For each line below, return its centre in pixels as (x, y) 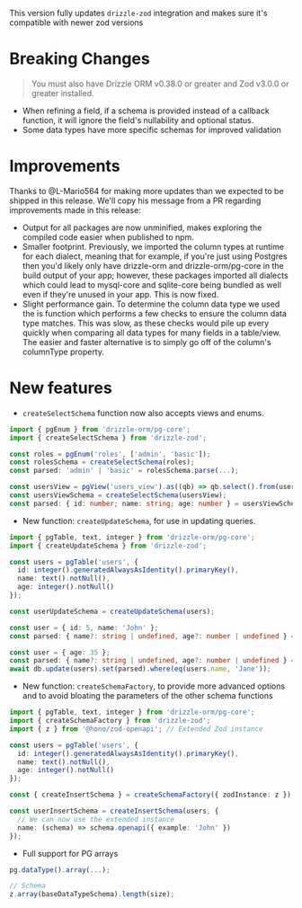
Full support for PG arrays (70, 853)
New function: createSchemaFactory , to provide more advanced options (154, 686)
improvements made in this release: (75, 209)
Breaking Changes (80, 59)
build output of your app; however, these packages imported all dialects (155, 275)
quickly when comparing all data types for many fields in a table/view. (151, 333)
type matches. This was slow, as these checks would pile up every (146, 323)
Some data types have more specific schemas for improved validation (151, 129)
